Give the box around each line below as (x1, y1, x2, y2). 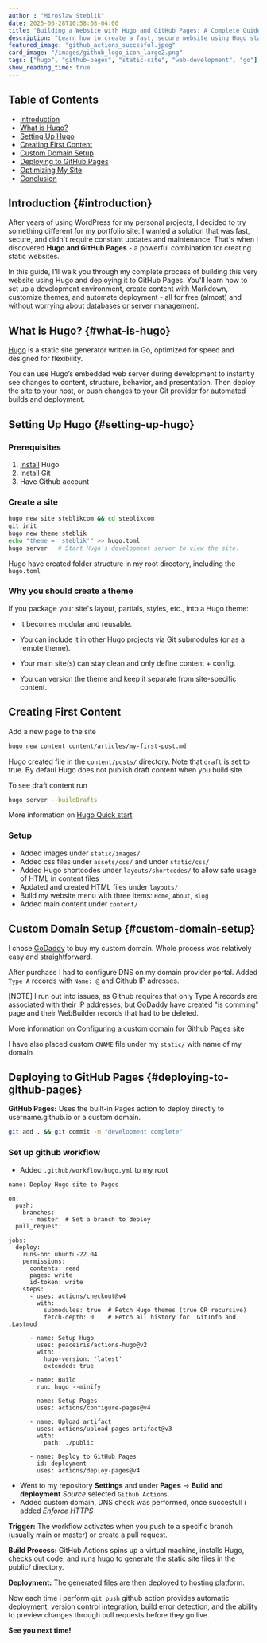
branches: (22, 1209, 56, 1217)
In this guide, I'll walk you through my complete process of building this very (8, 267, 258, 277)
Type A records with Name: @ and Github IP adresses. (8, 976, 180, 985)
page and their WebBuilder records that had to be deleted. (8, 1008, 199, 1017)
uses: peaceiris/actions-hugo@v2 (37, 1341, 148, 1349)
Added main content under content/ (19, 898, 138, 909)
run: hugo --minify (37, 1382, 102, 1391)
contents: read (29, 1264, 80, 1272)
